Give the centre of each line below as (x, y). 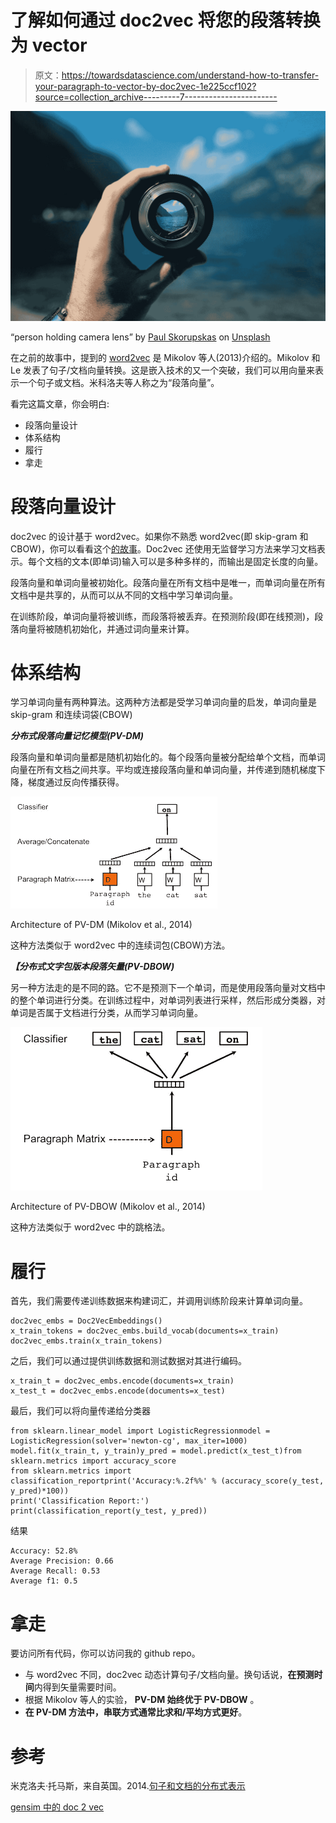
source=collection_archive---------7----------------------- (156, 97)
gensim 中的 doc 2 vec (57, 1807)
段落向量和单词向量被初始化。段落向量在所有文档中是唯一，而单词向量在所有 (168, 582)
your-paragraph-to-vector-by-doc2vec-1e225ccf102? (145, 86)
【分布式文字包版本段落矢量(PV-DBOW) (92, 967)
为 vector (49, 45)
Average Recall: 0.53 (55, 1571)
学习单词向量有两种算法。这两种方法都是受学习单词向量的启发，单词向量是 (163, 702)
